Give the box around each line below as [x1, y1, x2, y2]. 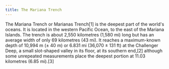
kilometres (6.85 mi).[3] [5, 58, 54, 64]
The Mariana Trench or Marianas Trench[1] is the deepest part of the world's [5, 21, 164, 27]
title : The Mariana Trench [5, 7, 62, 12]
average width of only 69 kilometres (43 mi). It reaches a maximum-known [5, 37, 160, 43]
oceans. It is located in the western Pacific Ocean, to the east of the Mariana [5, 26, 164, 32]
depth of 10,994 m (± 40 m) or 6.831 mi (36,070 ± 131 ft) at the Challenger [5, 42, 158, 48]
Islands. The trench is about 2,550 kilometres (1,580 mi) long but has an [5, 31, 154, 37]
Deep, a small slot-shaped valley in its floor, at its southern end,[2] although [5, 47, 163, 53]
